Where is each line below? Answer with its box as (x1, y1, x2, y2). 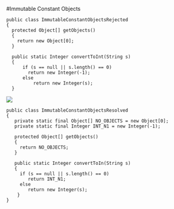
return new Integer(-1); (28, 69, 91, 76)
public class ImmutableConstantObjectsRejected (6, 17, 129, 23)
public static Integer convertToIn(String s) (14, 160, 131, 166)
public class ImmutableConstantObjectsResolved (6, 108, 129, 114)
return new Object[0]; (17, 38, 74, 44)
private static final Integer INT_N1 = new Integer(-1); (14, 123, 161, 129)
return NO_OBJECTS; (19, 144, 69, 150)
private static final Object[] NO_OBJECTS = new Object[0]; (14, 118, 169, 124)
